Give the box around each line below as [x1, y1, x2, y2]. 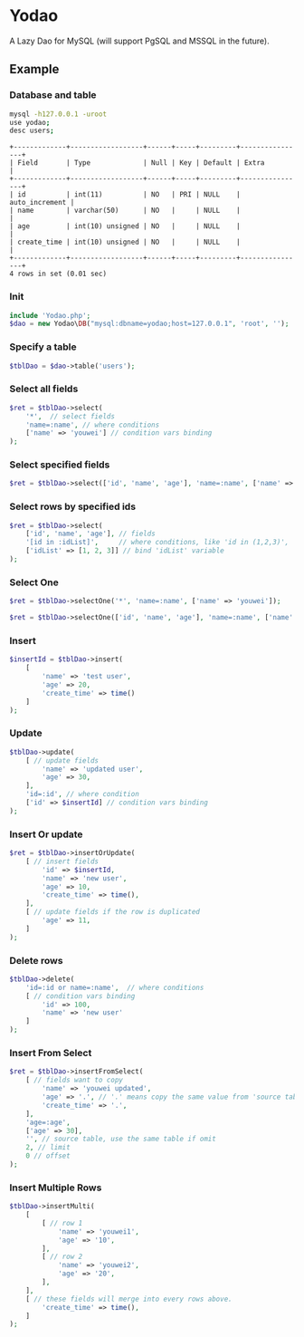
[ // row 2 [42, 1252, 83, 1262]
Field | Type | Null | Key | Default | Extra [17, 159, 265, 168]
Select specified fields [9, 458, 110, 471]
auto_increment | [9, 198, 75, 207]
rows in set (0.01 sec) [17, 269, 107, 279]
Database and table [9, 89, 97, 101]
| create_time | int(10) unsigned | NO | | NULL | [9, 237, 242, 247]
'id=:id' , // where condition [25, 790, 140, 799]
